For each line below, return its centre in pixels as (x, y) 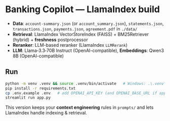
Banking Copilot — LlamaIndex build (83, 9)
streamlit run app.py (28, 98)
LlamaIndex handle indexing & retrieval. (46, 113)
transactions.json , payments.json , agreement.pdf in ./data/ (75, 28)
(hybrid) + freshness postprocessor (50, 40)
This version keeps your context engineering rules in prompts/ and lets (79, 107)
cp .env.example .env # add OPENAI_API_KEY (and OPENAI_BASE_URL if (81, 93)
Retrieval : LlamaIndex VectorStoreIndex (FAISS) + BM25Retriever (81, 34)
